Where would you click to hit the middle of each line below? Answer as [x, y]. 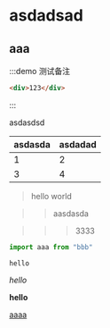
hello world [51, 196]
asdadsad [47, 16]
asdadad [78, 144]
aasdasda [71, 213]
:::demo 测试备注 [40, 71]
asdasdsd [27, 122]
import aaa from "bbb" [51, 247]
